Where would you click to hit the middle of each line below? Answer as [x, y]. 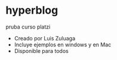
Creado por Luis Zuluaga [45, 38]
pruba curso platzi [28, 27]
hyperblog [32, 10]
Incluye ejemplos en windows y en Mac [63, 45]
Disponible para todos [41, 50]
